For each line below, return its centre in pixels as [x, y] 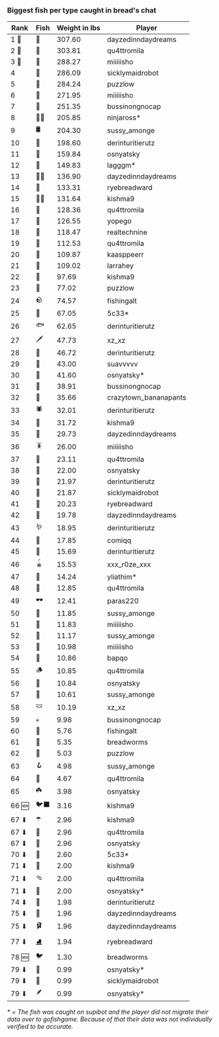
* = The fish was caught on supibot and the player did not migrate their [108, 1012]
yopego [119, 221]
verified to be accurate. [40, 1027]
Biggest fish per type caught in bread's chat [82, 10]
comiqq [119, 540]
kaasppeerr [126, 255]
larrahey [120, 266]
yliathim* [122, 577]
